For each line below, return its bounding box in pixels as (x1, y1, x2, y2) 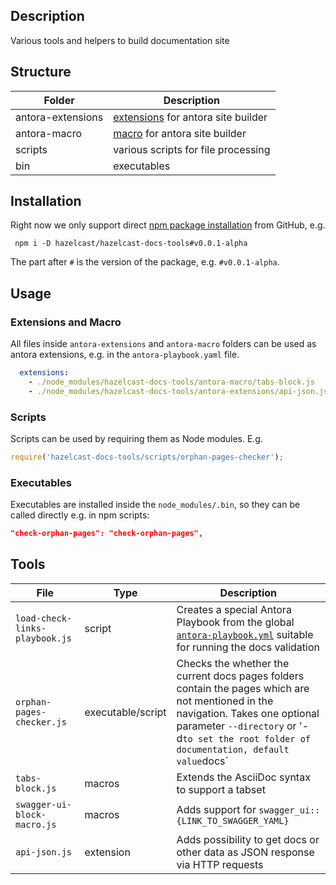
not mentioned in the (176, 694, 274, 708)
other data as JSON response (176, 845, 315, 859)
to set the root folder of (182, 733, 312, 744)
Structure (10, 64, 72, 81)
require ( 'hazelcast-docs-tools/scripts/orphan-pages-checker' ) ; (10, 452, 284, 463)
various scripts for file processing (113, 142, 271, 156)
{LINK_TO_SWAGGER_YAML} (176, 815, 290, 826)
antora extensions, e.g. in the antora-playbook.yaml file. (10, 349, 240, 361)
